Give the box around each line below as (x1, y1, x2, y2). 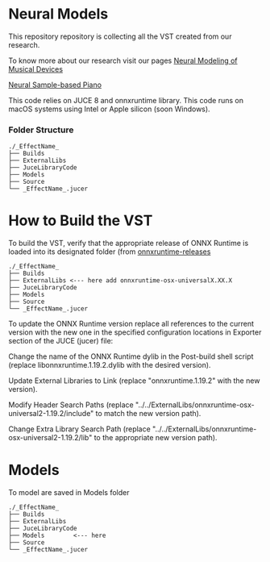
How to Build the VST (8, 211, 153, 230)
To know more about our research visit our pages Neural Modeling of (8, 56, 238, 65)
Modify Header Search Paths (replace (8, 400, 135, 410)
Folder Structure (8, 124, 74, 135)
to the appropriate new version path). (93, 433, 218, 443)
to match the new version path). (95, 409, 201, 418)
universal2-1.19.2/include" (8, 409, 94, 418)
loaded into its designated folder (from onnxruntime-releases (8, 247, 211, 256)
